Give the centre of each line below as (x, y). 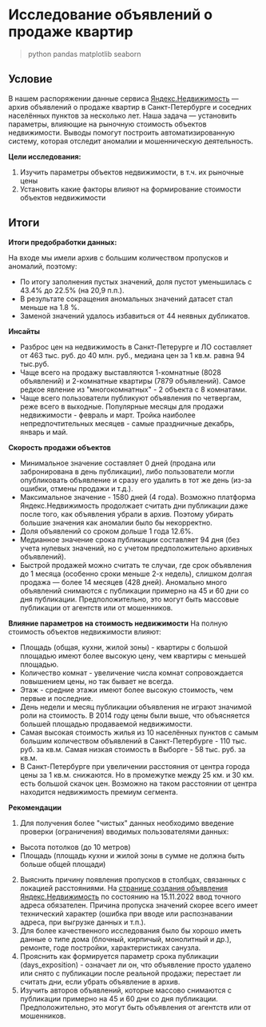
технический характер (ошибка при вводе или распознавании (126, 913)
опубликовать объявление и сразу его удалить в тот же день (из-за (136, 480)
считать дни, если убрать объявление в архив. (100, 981)
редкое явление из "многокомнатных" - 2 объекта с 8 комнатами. (133, 389)
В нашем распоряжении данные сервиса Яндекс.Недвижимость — (123, 99)
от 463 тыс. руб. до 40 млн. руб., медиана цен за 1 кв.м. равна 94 (132, 355)
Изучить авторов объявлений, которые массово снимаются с (125, 990)
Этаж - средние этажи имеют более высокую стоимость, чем (126, 690)
